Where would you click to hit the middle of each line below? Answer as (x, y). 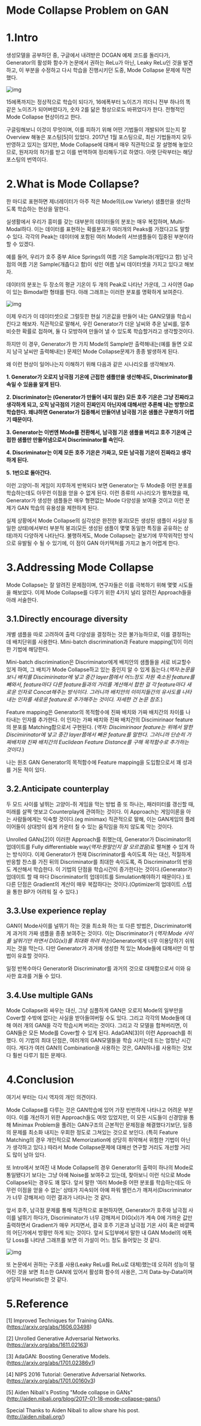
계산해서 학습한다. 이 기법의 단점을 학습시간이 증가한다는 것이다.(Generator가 (102, 869)
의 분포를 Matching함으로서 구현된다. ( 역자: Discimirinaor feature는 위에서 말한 (100, 727)
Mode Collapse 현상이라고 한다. (44, 117)
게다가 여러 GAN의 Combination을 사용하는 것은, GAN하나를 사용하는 (100, 1048)
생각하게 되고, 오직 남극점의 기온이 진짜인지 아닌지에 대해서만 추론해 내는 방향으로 (100, 405)
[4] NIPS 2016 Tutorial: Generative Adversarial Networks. (76, 1375)
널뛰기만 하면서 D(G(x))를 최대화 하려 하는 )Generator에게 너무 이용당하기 (98, 941)
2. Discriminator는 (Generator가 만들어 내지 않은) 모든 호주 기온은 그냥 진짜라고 (100, 397)
